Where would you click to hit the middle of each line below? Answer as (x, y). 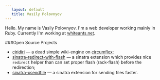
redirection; (24, 67)
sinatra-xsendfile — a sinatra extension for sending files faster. (75, 72)
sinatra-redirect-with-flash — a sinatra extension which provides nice (82, 57)
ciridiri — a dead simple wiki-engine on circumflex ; (63, 52)
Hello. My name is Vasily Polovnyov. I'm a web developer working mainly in (80, 28)
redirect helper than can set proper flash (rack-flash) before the (77, 62)
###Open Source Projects (31, 42)
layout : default (28, 9)
